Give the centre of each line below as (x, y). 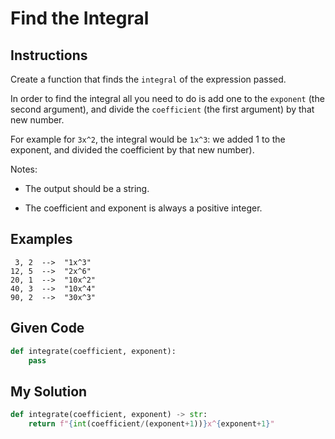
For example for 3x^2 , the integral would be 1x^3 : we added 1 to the (148, 139)
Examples (41, 239)
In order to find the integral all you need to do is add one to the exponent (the (167, 98)
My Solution (49, 391)
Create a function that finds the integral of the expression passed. (148, 79)
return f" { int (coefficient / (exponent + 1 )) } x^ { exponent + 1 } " (151, 424)
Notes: (24, 169)
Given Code (47, 328)
